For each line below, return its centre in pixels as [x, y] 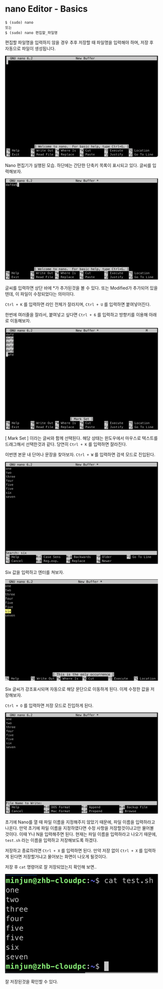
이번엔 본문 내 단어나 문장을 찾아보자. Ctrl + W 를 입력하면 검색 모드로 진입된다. [80, 454]
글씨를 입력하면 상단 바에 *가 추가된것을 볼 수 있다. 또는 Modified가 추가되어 [77, 288]
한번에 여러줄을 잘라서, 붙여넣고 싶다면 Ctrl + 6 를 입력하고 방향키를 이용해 [76, 315]
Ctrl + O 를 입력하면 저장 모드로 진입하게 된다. [49, 705]
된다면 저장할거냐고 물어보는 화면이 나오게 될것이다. [59, 857]
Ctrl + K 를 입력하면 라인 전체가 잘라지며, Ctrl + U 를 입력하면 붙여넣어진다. [78, 304]
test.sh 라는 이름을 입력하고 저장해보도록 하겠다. [51, 840]
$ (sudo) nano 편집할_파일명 [32, 33]
